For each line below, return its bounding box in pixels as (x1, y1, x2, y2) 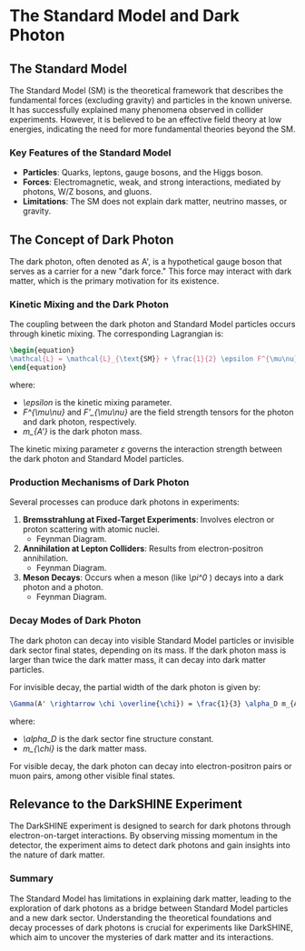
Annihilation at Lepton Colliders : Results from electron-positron (22, 543, 263, 555)
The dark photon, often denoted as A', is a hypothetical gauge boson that (9, 256, 282, 267)
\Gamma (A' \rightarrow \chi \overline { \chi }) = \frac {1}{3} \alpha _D (9, 699, 279, 708)
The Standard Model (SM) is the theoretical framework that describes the (9, 85, 284, 95)
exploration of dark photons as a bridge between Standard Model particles (9, 902, 289, 914)
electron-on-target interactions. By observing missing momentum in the (9, 830, 279, 841)
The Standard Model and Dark (9, 5, 241, 26)
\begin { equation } (9, 346, 75, 355)
